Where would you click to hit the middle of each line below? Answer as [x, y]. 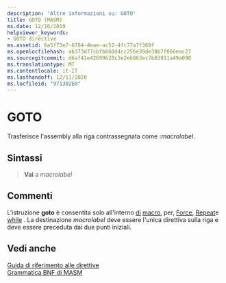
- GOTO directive [32, 39]
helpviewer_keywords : [38, 33]
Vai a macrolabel [48, 174]
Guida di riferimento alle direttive [53, 265]
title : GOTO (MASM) [35, 20]
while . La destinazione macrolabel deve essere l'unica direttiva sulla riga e [113, 219]
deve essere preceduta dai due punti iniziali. [70, 227]
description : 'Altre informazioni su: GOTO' [72, 13]
